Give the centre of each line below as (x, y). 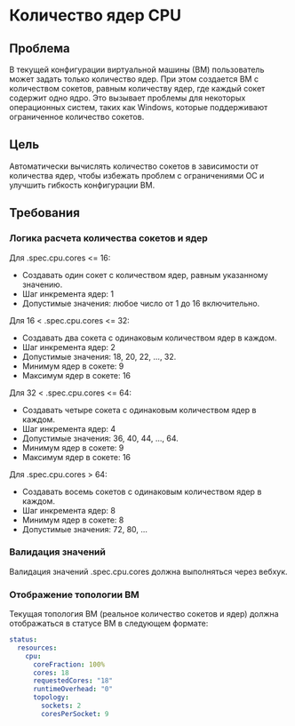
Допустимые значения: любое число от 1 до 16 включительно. (141, 303)
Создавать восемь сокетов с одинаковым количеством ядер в (142, 491)
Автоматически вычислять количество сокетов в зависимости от (134, 166)
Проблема (40, 48)
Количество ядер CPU (96, 16)
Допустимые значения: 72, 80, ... (85, 529)
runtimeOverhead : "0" (73, 690)
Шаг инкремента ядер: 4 (69, 428)
